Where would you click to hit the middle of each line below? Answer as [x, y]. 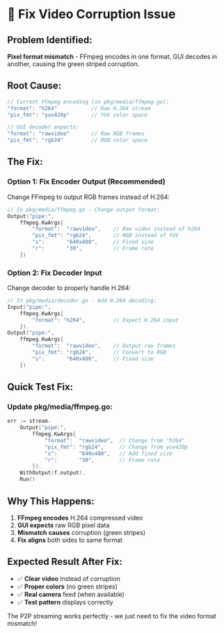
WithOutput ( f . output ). [53, 473]
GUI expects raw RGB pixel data [63, 525]
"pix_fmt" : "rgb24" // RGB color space [78, 141]
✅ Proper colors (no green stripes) [67, 586]
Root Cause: [34, 86]
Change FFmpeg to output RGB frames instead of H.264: [89, 197]
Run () [28, 479]
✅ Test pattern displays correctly [65, 602]
